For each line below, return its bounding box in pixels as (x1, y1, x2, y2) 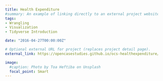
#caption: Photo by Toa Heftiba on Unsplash (9, 65, 101, 69)
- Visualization (5, 25, 38, 30)
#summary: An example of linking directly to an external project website (5, 12, 160, 16)
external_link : (5, 51, 36, 56)
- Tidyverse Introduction (5, 29, 57, 34)
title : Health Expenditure (5, 7, 60, 12)
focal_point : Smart (9, 69, 49, 74)
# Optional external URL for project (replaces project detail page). (5, 47, 151, 52)
